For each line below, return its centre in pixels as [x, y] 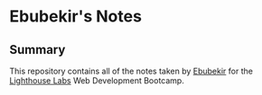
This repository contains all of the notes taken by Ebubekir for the [131, 71]
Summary [37, 50]
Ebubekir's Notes [76, 17]
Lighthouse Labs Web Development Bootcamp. [97, 81]
